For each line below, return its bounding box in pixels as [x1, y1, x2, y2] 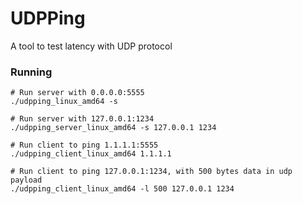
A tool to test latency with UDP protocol [10, 40, 173, 52]
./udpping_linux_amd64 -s [10, 97, 118, 107]
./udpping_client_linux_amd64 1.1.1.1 [10, 149, 172, 159]
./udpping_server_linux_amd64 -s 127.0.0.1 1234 [10, 123, 217, 133]
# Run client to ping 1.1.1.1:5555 [10, 140, 159, 151]
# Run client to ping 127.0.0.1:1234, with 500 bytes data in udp [10, 167, 293, 177]
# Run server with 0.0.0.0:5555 [10, 88, 145, 98]
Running [10, 65, 53, 79]
